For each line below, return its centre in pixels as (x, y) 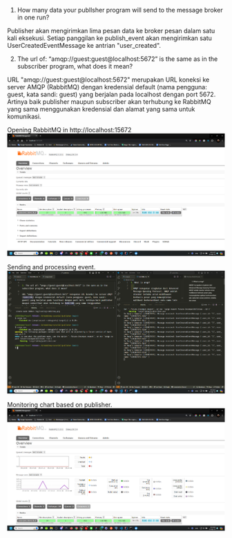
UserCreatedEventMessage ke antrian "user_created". (84, 45)
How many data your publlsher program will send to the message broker (120, 10)
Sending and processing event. (51, 267)
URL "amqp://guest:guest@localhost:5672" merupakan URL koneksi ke (108, 80)
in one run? (33, 17)
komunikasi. (24, 116)
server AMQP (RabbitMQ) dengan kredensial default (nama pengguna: (107, 87)
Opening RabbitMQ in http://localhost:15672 (69, 130)
